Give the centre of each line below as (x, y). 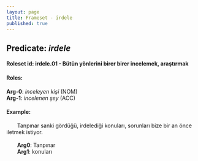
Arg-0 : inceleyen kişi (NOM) (42, 91)
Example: (19, 112)
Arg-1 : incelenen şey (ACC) (41, 98)
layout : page (23, 12)
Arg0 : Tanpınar (36, 145)
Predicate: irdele (39, 48)
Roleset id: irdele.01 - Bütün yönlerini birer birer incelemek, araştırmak (97, 64)
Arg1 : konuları (35, 151)
